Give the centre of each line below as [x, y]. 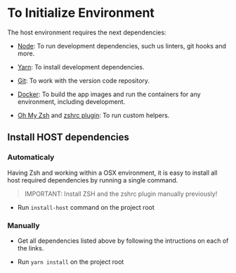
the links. [31, 248]
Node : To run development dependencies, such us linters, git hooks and [122, 46]
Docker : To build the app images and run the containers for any [109, 94]
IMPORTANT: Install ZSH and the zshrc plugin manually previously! [121, 194]
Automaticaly [31, 157]
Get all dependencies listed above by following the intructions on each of [123, 241]
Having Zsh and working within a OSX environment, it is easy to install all [112, 173]
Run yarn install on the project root [71, 262]
